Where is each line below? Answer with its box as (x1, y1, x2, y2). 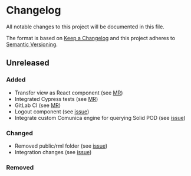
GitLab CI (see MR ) (14, 102, 61, 109)
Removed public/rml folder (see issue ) (14, 142, 108, 149)
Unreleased (6, 58, 50, 68)
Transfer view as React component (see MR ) (14, 89, 123, 96)
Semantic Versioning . (6, 41, 58, 48)
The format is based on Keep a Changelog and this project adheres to (6, 34, 176, 41)
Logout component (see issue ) (14, 107, 90, 115)
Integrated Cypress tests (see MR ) (14, 95, 98, 102)
